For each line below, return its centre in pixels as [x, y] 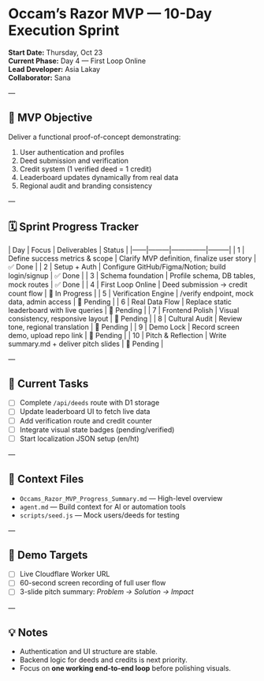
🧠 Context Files [46, 479]
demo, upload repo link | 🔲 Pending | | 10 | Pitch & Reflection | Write [117, 335]
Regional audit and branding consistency [86, 186]
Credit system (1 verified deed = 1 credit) [86, 169]
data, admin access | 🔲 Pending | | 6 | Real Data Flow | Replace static [120, 302]
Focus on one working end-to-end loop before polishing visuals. [125, 668]
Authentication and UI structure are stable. [88, 652]
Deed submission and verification [74, 160]
